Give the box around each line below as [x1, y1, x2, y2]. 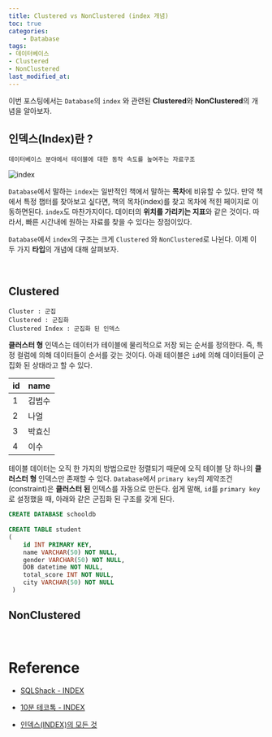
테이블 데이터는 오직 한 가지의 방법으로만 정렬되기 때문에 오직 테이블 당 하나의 [8, 464, 253, 473]
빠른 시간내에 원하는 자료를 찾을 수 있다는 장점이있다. [25, 217, 192, 227]
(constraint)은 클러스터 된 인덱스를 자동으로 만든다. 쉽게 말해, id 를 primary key [8, 484, 261, 494]
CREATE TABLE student [8, 525, 82, 534]
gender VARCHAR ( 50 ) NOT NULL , [23, 556, 126, 564]
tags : [8, 42, 27, 50]
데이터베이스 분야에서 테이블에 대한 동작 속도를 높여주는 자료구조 [8, 155, 196, 164]
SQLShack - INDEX [19, 685, 84, 696]
